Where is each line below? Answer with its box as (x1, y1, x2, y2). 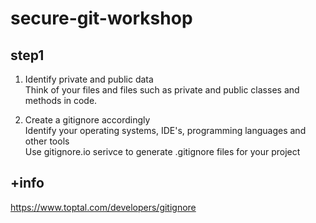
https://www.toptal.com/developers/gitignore (10, 201, 197, 213)
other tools (24, 135, 70, 147)
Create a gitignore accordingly (24, 114, 151, 126)
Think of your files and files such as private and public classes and (24, 84, 300, 96)
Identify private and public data (24, 73, 154, 85)
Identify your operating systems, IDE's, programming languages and (24, 125, 307, 136)
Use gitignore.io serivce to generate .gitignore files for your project (24, 146, 301, 157)
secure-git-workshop (10, 7, 193, 30)
